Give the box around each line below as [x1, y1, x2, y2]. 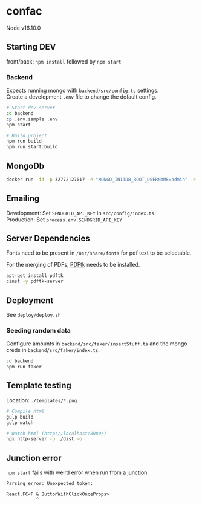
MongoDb [6, 160, 45, 171]
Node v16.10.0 [6, 24, 41, 31]
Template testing [6, 380, 71, 391]
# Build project [6, 132, 47, 138]
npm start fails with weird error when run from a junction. [6, 469, 149, 476]
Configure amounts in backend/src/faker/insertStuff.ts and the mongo [6, 340, 187, 347]
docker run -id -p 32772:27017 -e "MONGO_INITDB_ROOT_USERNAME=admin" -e [6, 177, 197, 183]
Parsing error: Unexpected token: [6, 481, 94, 487]
